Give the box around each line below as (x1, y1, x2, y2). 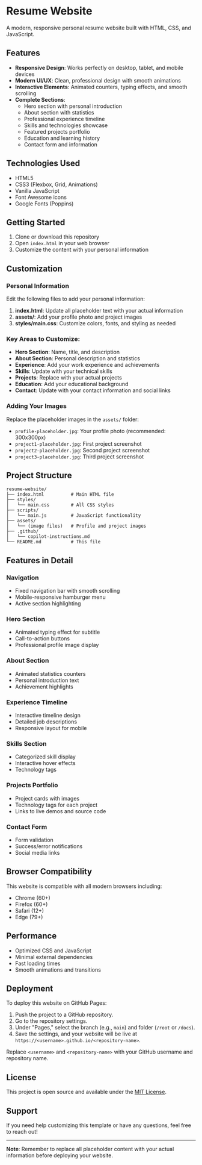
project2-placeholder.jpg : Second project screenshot (14, 446, 150, 454)
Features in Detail (6, 555, 73, 566)
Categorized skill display (14, 753, 76, 760)
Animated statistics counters (14, 670, 86, 677)
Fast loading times (14, 960, 61, 967)
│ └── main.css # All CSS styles (6, 502, 114, 508)
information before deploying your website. (6, 1152, 113, 1159)
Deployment (6, 983, 54, 993)
